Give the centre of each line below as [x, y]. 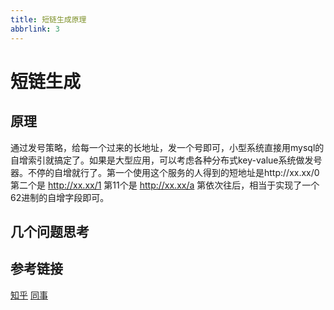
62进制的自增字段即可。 [60, 197]
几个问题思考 [50, 231]
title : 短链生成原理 [48, 19]
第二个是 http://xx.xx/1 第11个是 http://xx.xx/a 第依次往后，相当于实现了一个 [165, 185]
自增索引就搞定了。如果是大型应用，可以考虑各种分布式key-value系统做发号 [166, 160]
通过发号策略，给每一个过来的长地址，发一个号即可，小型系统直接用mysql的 [167, 147]
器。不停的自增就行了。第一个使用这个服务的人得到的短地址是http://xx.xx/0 [165, 172]
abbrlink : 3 [35, 29]
